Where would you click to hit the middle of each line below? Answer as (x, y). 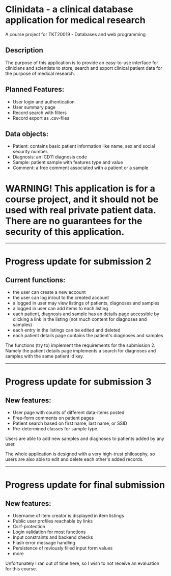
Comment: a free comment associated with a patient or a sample (80, 168)
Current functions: (35, 280)
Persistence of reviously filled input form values (63, 548)
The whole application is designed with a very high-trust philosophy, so (80, 454)
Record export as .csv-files (41, 118)
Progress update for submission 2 (78, 261)
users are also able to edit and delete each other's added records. (75, 459)
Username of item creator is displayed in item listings (68, 516)
